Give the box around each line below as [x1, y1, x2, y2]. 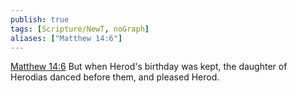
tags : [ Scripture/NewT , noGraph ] [10, 24, 150, 34]
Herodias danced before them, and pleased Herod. [10, 71, 220, 83]
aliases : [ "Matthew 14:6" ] [10, 33, 123, 43]
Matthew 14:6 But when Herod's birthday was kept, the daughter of [10, 61, 288, 73]
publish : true [10, 14, 70, 25]
